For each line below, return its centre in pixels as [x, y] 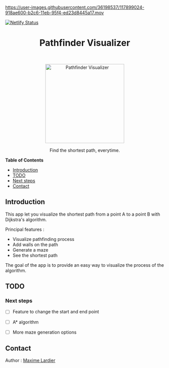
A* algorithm [25, 322]
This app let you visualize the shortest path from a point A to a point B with [83, 214]
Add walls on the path [35, 244]
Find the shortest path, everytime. [85, 150]
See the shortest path [35, 255]
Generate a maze [31, 250]
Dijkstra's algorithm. [26, 219]
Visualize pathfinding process [43, 239]
